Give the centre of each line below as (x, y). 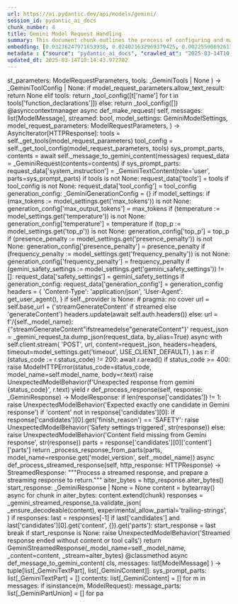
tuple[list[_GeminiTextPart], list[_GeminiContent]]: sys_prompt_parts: (107, 570)
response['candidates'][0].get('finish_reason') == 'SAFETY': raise (103, 419)
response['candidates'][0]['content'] (158, 442)
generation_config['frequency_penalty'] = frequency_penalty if (98, 261)
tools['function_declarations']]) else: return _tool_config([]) (93, 103)
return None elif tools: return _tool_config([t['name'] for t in (93, 95)
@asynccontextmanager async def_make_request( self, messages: (105, 110)
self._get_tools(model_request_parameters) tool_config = (90, 141)
